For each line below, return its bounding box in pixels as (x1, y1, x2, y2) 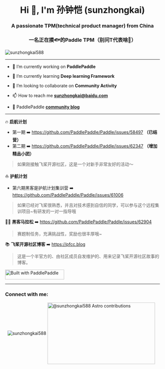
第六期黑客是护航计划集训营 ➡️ (12, 185, 74, 191)
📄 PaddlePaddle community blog (12, 104, 80, 110)
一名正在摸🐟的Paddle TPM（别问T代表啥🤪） (28, 36, 137, 43)
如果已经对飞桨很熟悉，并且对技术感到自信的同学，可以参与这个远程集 (17, 202, 160, 208)
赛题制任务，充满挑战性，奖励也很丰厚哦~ (17, 231, 102, 237)
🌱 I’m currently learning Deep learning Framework (12, 73, 115, 79)
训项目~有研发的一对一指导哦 (17, 208, 77, 214)
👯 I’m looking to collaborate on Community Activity (12, 83, 117, 89)
